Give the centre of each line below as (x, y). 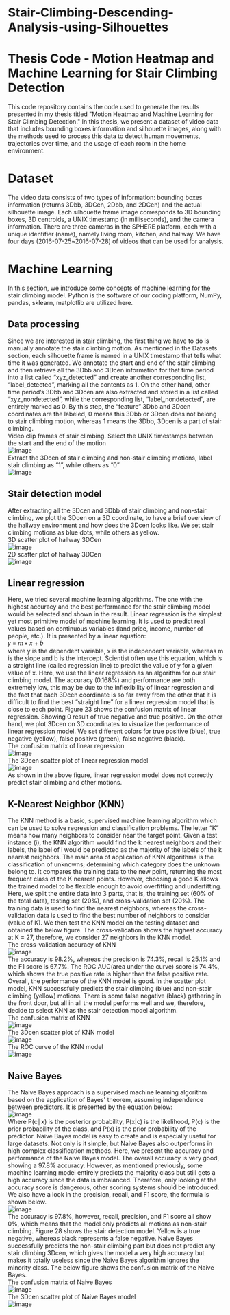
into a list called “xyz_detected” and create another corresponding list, (107, 377)
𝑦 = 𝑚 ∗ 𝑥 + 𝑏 (26, 643)
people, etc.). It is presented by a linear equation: (77, 636)
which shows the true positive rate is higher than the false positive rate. (108, 974)
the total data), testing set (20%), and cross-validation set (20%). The (106, 901)
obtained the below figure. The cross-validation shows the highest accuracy (115, 930)
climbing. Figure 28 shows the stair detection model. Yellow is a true (104, 1231)
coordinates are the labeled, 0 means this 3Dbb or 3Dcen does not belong (112, 414)
